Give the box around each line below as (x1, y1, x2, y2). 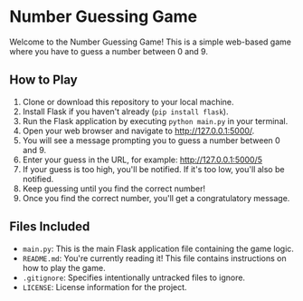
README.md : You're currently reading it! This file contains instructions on (22, 252, 287, 264)
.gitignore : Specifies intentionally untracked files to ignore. (22, 272, 246, 283)
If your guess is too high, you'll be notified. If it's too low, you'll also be (22, 163, 285, 174)
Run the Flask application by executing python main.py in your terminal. (22, 115, 289, 126)
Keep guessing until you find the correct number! (22, 183, 206, 194)
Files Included (9, 219, 90, 235)
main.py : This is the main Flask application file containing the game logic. (22, 243, 294, 254)
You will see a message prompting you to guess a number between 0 (22, 134, 280, 146)
